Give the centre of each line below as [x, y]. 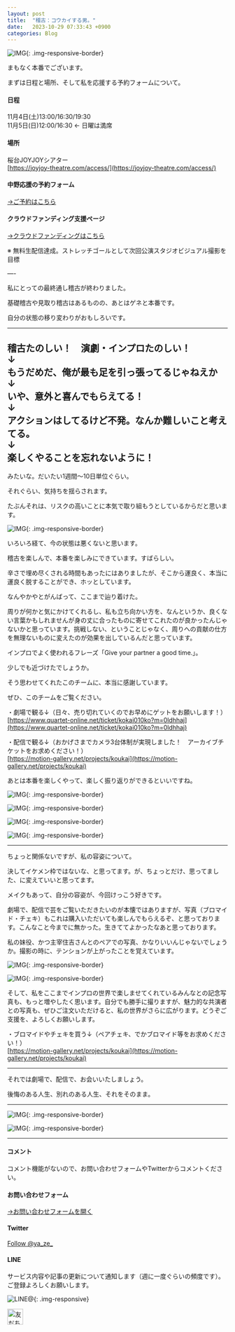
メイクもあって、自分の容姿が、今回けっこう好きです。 [86, 895]
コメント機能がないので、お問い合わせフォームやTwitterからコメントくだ [112, 1169]
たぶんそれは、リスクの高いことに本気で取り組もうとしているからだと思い [114, 506]
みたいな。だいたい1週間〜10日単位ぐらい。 [70, 476]
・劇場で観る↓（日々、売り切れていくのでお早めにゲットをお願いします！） [117, 712]
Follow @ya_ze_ [30, 1244]
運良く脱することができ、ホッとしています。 [71, 582]
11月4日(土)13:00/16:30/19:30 [49, 117]
